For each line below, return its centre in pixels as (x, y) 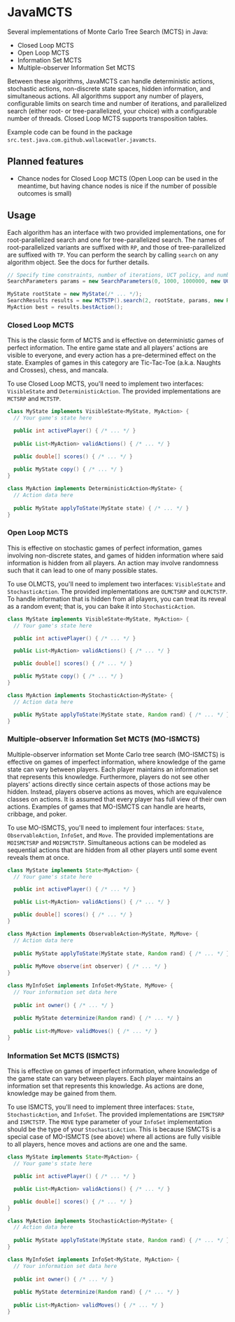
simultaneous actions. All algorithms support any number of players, (106, 96)
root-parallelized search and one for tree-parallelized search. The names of (116, 240)
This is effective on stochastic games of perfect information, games (105, 548)
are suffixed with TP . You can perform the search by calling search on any (113, 255)
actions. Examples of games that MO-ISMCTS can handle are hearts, (107, 807)
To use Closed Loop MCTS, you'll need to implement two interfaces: (106, 384)
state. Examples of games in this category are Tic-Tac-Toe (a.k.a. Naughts (114, 363)
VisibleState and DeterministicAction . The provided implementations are (114, 391)
